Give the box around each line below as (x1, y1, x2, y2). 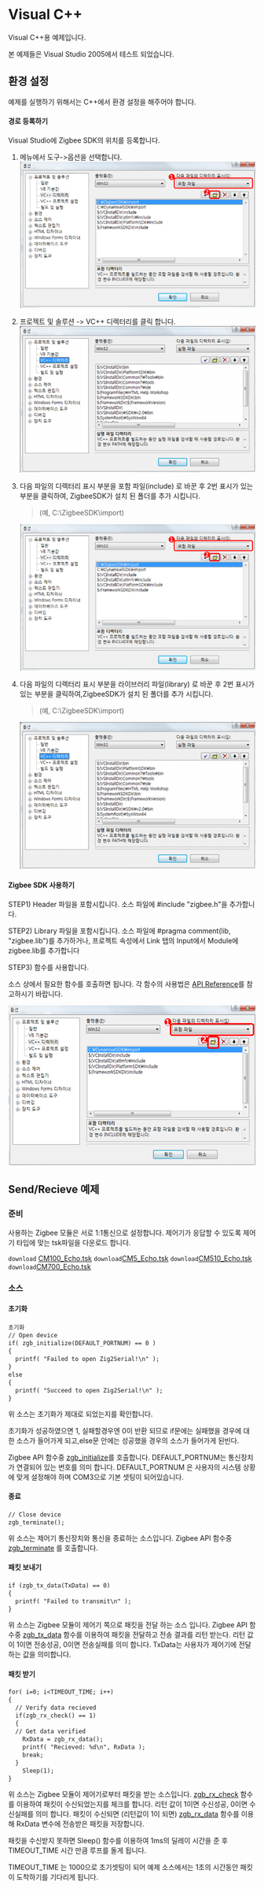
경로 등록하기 (8, 117, 49, 126)
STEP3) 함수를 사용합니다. (8, 962, 90, 972)
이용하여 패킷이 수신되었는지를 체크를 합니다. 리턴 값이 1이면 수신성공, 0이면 (16, 1799, 248, 1809)
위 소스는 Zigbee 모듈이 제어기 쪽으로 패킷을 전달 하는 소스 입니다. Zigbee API (8, 1620, 247, 1630)
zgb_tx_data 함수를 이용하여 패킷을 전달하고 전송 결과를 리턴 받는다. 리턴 (22, 1630, 246, 1640)
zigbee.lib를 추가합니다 (8, 946, 80, 955)
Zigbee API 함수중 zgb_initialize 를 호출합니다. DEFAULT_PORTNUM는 (8, 1452, 226, 1462)
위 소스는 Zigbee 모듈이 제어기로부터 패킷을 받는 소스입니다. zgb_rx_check (8, 1790, 239, 1799)
